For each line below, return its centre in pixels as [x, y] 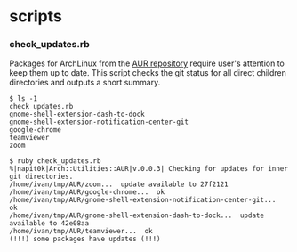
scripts [36, 16]
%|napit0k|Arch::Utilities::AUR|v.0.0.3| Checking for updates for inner [149, 169]
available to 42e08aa [49, 224]
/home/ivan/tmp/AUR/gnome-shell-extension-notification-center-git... [143, 200]
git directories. [41, 177]
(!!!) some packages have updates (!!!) [85, 239]
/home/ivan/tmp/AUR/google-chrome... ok [87, 192]
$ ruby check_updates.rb [55, 161]
